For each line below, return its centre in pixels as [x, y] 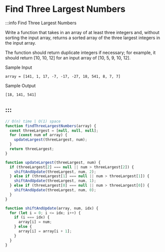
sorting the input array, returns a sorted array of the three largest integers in [82, 38]
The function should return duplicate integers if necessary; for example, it [81, 52]
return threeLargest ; [32, 149]
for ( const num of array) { [39, 135]
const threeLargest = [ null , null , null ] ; [54, 130]
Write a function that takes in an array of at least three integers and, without [82, 32]
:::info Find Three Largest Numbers [41, 23]
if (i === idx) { [32, 217]
